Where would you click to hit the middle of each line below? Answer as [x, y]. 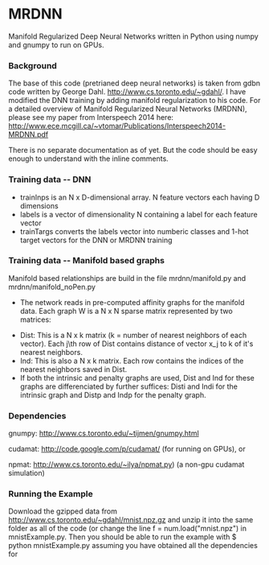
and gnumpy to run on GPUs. [56, 44]
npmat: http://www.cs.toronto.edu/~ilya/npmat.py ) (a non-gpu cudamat [126, 464]
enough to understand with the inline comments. [88, 159]
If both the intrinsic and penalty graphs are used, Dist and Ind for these [137, 377]
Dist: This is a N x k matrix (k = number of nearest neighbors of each [133, 335]
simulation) [27, 473]
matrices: [35, 320]
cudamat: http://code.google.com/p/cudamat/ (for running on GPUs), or [127, 449]
